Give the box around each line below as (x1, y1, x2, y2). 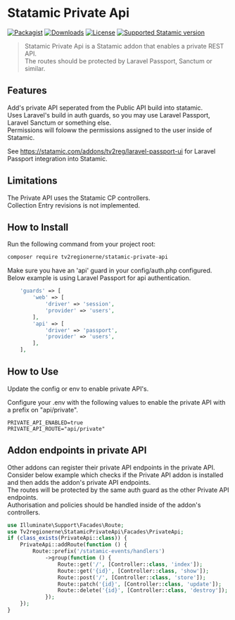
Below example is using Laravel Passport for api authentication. (7, 274, 191, 282)
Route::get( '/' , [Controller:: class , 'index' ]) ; (57, 561, 203, 568)
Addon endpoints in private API (7, 445, 147, 457)
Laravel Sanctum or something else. (7, 118, 111, 127)
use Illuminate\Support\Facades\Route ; (7, 521, 125, 529)
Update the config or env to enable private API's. (7, 384, 149, 393)
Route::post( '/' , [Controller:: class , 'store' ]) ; (57, 574, 206, 581)
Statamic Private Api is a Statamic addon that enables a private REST (24, 42, 224, 50)
